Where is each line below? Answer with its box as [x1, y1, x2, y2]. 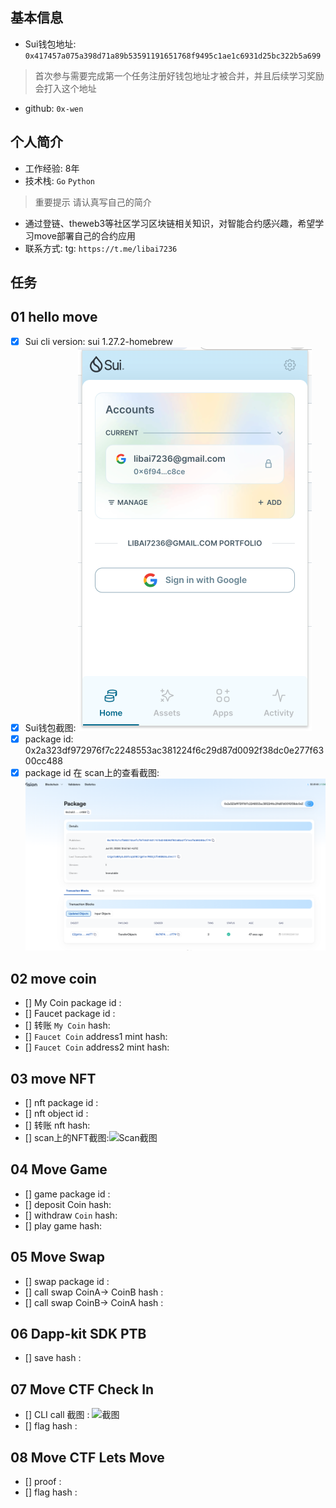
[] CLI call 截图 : [24, 1409, 90, 1421]
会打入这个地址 [34, 82, 97, 94]
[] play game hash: [24, 1219, 103, 1232]
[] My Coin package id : [24, 997, 122, 1009]
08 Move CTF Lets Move [10, 1449, 165, 1466]
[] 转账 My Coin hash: [24, 1019, 111, 1032]
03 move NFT [10, 1070, 97, 1087]
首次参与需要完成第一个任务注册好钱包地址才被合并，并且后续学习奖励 [34, 69, 325, 82]
